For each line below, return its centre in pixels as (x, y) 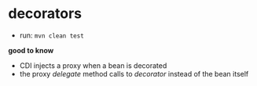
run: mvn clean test (51, 35)
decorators (45, 14)
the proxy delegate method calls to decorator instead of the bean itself (134, 73)
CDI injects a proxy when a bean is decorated (93, 65)
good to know (31, 50)
